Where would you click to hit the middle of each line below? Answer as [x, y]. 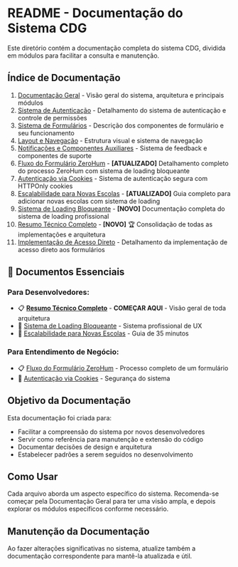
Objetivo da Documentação [69, 401]
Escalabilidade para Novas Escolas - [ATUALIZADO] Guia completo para [124, 193]
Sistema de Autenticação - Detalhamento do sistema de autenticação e [122, 110]
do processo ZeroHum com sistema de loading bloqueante [104, 171]
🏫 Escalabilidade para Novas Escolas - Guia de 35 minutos [103, 333]
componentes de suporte [55, 155]
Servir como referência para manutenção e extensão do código [110, 439]
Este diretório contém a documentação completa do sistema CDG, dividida [117, 48]
